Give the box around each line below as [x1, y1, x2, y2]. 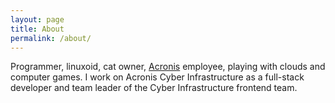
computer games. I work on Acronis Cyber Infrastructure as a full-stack [10, 71, 305, 83]
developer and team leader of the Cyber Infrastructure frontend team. [10, 82, 298, 94]
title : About [10, 24, 65, 34]
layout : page [10, 14, 65, 25]
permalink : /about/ [10, 33, 92, 43]
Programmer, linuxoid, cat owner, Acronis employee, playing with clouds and [10, 61, 326, 73]
